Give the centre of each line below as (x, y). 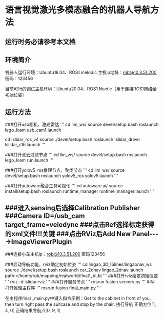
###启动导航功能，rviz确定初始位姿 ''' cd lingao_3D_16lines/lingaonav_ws (79, 264)
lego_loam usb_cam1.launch (33, 130)
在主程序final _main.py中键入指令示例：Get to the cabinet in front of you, (78, 298)
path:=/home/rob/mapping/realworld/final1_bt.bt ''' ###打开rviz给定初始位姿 (82, 276)
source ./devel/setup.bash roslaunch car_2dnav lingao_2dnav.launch (74, 270)
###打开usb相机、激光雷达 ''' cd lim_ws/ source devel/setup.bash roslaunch (82, 124)
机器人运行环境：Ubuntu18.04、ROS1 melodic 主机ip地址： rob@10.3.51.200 (81, 72)
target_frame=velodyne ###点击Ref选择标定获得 (80, 225)
